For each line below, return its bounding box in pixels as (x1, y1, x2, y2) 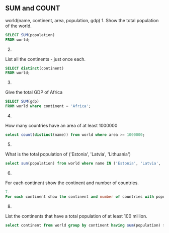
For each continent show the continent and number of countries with (5, 194, 154, 199)
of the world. (5, 23, 32, 29)
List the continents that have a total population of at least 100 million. (5, 213, 147, 219)
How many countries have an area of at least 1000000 (5, 123, 118, 129)
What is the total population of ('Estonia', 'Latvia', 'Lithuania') (5, 151, 131, 157)
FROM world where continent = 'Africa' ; (5, 104, 92, 109)
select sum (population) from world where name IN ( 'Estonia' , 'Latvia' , (5, 161, 161, 166)
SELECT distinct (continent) (5, 65, 64, 71)
